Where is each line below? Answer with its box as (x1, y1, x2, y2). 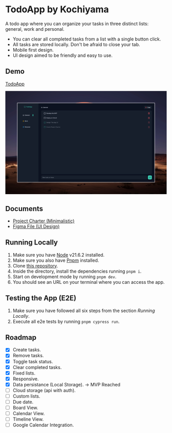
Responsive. (12, 376, 39, 382)
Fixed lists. (12, 370, 36, 376)
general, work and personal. (5, 26, 65, 32)
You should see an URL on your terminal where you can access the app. (12, 279, 165, 285)
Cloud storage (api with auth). (12, 387, 76, 393)
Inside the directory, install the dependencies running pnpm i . (12, 268, 142, 274)
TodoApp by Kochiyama (5, 4, 109, 15)
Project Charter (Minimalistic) (12, 218, 75, 224)
